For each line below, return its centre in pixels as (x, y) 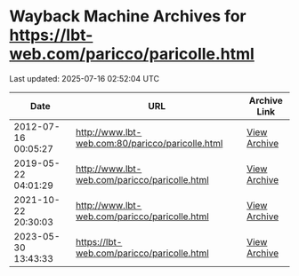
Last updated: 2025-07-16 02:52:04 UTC (85, 78)
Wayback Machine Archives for (128, 16)
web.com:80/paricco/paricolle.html (149, 143)
